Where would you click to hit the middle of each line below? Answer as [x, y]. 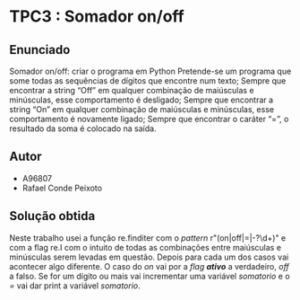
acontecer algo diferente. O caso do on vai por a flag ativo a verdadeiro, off [149, 266]
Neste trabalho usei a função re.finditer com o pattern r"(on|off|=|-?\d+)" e [148, 238]
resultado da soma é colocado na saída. [83, 128]
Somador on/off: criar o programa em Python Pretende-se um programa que [150, 71]
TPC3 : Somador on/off [97, 17]
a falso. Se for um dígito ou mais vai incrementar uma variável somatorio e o [150, 276]
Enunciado [40, 50]
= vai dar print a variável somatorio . [75, 286]
